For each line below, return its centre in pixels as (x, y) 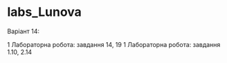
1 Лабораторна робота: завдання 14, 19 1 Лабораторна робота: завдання (114, 44)
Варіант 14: (24, 31)
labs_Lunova (44, 12)
